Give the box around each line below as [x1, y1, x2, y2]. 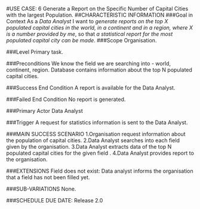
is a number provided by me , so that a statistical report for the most [6, 30, 173, 38]
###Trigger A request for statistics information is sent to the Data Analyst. [6, 119, 188, 126]
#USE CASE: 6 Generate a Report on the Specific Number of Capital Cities [6, 5, 189, 12]
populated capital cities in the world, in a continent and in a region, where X [6, 24, 193, 31]
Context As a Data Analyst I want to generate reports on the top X [6, 18, 168, 24]
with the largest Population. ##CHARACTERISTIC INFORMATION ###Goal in [6, 11, 193, 19]
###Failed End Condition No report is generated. [6, 96, 126, 103]
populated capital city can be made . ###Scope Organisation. [6, 37, 157, 44]
